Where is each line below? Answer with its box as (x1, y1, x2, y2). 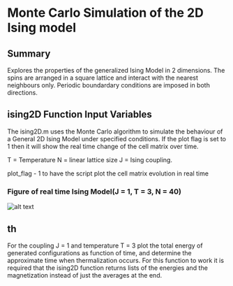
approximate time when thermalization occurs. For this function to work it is (7, 256, 225, 264)
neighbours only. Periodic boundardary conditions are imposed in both (7, 81, 211, 89)
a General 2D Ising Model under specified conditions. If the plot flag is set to (7, 134, 227, 143)
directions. (7, 89, 38, 96)
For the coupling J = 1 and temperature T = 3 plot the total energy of (7, 241, 204, 250)
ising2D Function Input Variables (7, 108, 152, 120)
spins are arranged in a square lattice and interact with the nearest (7, 73, 199, 82)
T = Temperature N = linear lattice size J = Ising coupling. (7, 155, 173, 164)
